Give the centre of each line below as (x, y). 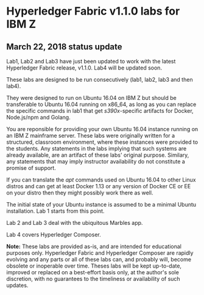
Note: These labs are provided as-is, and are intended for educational (94, 246)
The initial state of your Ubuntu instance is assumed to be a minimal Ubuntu (101, 204)
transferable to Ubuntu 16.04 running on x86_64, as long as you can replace (101, 104)
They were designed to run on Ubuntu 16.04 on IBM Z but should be (91, 98)
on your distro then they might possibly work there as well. (80, 193)
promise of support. (31, 168)
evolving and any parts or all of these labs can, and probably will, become (99, 259)
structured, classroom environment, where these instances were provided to (102, 142)
